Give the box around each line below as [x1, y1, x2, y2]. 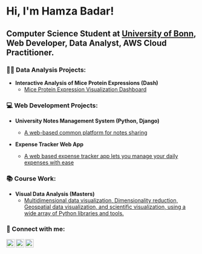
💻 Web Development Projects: [6, 101, 98, 110]
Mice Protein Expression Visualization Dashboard [24, 85, 147, 93]
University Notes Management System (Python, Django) [15, 117, 160, 125]
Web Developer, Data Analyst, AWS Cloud [6, 38, 167, 48]
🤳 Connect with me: [6, 225, 65, 233]
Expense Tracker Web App [15, 141, 83, 148]
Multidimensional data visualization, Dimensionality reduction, [24, 197, 178, 204]
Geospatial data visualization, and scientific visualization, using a [24, 203, 186, 210]
